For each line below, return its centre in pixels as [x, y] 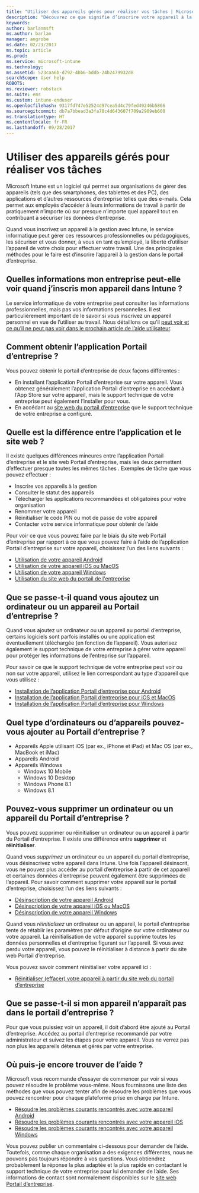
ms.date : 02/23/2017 [32, 45]
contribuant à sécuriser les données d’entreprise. [66, 217]
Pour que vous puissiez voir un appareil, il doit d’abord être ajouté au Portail [98, 1027]
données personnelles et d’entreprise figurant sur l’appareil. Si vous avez [95, 943]
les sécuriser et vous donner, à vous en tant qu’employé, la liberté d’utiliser [97, 242]
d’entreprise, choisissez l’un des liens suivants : [64, 888]
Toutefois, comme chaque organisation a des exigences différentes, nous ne [99, 1153]
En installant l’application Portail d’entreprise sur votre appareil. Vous [98, 382]
